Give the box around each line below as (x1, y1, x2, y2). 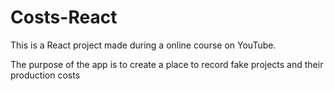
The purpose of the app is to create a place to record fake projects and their (10, 58, 324, 70)
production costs (10, 69, 81, 81)
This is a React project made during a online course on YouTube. (10, 39, 277, 51)
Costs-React (10, 6, 118, 29)
